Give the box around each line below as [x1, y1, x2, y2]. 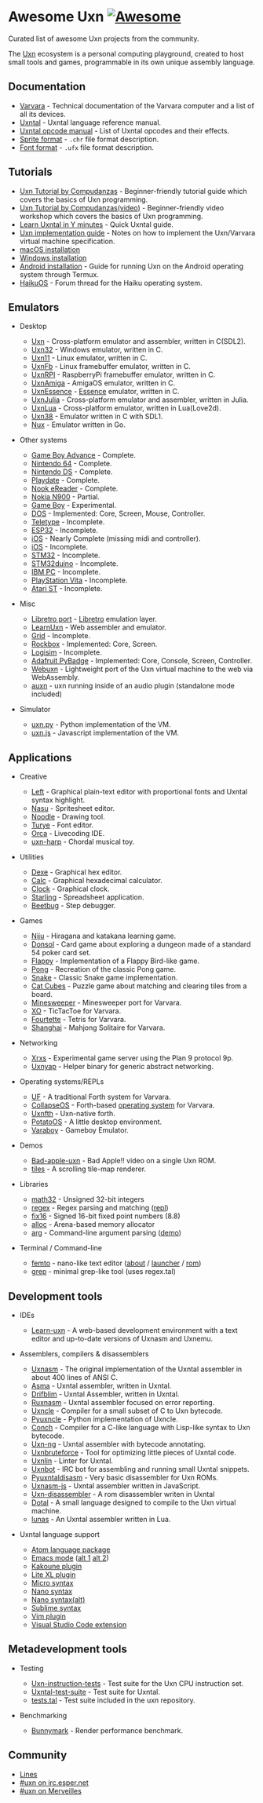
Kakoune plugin [31, 1562, 82, 1571]
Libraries [19, 1180, 49, 1189]
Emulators [8, 301, 60, 314]
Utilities [19, 852, 45, 862]
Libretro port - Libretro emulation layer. [31, 615, 157, 624]
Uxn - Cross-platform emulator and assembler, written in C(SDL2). [31, 337, 246, 346]
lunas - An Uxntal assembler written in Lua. [31, 1515, 171, 1524]
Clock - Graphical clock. [31, 884, 110, 894]
